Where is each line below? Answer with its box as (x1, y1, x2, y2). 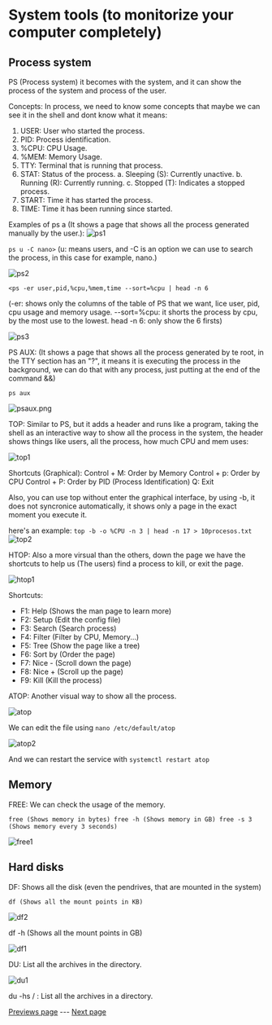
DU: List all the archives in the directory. (8, 959, 142, 969)
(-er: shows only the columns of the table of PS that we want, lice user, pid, (8, 299, 261, 308)
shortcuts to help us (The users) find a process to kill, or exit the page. (8, 559, 244, 568)
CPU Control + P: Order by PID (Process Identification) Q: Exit (8, 477, 214, 486)
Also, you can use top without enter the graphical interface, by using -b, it (8, 493, 256, 502)
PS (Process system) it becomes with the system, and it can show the (8, 77, 242, 86)
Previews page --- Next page (8, 1006, 107, 1016)
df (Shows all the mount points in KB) (8, 898, 144, 906)
